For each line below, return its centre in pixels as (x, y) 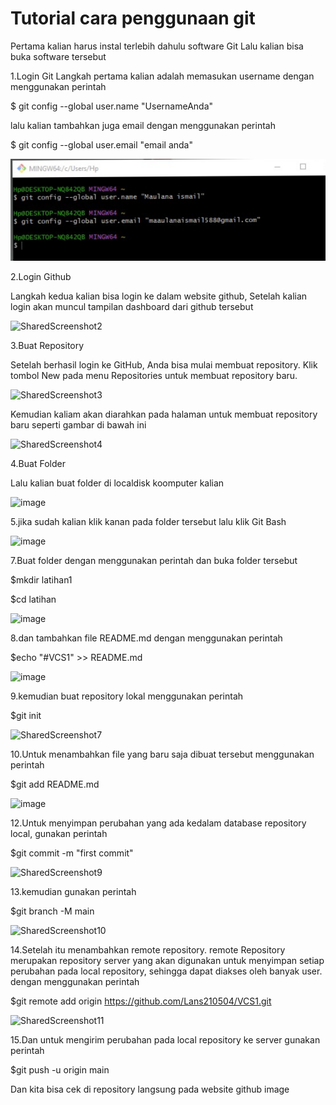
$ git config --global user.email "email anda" (101, 144)
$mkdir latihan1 (41, 580)
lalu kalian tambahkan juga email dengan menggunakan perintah (143, 125)
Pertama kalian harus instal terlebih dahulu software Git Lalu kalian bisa (157, 46)
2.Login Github (41, 277)
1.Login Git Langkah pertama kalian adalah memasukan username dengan (162, 76)
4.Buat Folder (38, 464)
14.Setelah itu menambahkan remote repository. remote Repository (148, 950)
